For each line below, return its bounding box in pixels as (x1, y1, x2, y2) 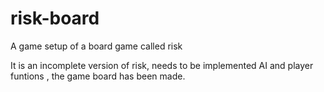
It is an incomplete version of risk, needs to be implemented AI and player (10, 59, 314, 71)
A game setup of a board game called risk (10, 40, 183, 52)
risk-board (10, 7, 100, 30)
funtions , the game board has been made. (10, 70, 186, 82)
